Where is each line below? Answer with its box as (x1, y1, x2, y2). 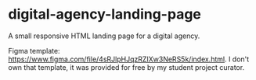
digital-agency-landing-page (8, 5, 202, 23)
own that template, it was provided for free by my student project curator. (8, 62, 245, 71)
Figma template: (8, 46, 60, 55)
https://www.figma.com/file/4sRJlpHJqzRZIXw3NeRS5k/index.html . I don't (8, 54, 250, 64)
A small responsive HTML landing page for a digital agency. (8, 31, 200, 40)
